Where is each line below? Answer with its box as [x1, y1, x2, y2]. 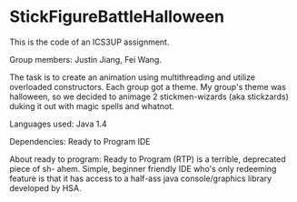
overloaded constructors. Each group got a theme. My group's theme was [9, 81, 286, 92]
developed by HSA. [9, 182, 82, 193]
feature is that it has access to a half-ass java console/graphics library [9, 173, 272, 184]
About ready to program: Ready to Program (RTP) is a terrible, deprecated [9, 153, 286, 165]
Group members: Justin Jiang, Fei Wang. [9, 54, 162, 65]
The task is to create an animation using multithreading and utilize [9, 71, 256, 83]
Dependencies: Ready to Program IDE [9, 136, 151, 146]
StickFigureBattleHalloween [9, 6, 225, 27]
